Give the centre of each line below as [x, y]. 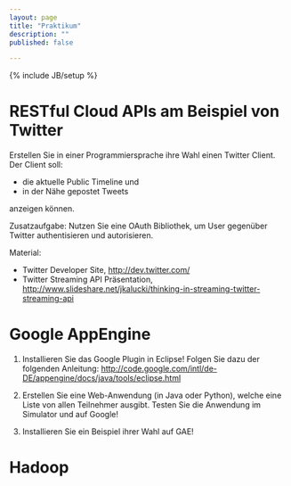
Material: [25, 253]
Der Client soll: [36, 165]
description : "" [39, 34]
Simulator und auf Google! [70, 415]
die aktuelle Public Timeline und [81, 182]
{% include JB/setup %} [53, 76]
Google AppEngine [80, 334]
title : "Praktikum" [45, 26]
